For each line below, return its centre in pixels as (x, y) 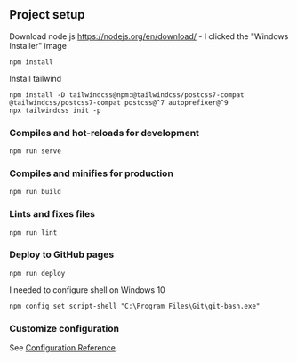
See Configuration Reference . (64, 348)
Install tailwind (36, 78)
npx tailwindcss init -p (55, 110)
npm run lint (33, 233)
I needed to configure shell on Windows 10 (88, 290)
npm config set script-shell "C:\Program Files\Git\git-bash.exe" (135, 306)
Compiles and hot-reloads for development (104, 133)
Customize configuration (64, 328)
